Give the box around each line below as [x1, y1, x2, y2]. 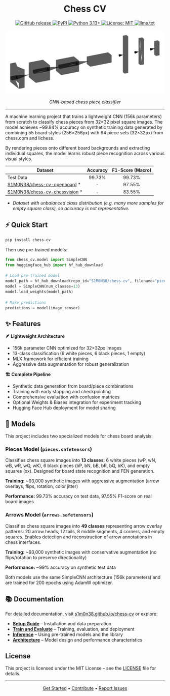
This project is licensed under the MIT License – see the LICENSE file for [5, 665, 156, 672]
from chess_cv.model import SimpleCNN [5, 257, 87, 262]
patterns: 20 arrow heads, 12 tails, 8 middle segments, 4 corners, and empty [5, 528, 165, 534]
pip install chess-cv [5, 237, 51, 242]
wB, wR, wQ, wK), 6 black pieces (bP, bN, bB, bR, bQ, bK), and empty [5, 462, 150, 469]
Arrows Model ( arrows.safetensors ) [5, 511, 94, 518]
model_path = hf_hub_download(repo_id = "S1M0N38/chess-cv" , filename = [5, 278, 155, 284]
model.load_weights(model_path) [5, 289, 73, 294]
